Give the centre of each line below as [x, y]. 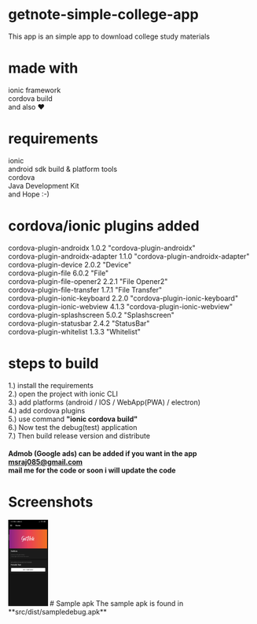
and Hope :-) [29, 194]
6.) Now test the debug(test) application [73, 427]
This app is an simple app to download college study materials [109, 36]
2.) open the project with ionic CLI [63, 394]
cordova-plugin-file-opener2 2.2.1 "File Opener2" [88, 281]
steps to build [53, 363]
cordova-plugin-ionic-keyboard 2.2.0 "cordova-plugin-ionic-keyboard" [123, 298]
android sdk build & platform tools [63, 169]
